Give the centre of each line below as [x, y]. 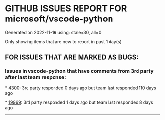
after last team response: [36, 77]
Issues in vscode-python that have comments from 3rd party [79, 71]
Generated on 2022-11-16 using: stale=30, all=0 [53, 32]
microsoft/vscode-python [59, 19]
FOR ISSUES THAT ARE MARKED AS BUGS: [72, 57]
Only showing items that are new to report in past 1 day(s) [63, 41]
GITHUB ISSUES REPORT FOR [66, 9]
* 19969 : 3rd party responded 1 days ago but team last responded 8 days [79, 102]
